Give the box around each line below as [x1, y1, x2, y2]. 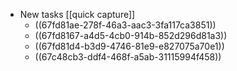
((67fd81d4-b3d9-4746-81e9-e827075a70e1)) [34, 40, 225, 52]
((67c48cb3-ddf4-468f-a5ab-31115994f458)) [34, 51, 222, 63]
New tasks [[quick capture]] [19, 9, 136, 20]
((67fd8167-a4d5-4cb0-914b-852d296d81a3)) [34, 30, 228, 41]
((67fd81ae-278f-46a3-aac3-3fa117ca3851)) [34, 19, 217, 31]
